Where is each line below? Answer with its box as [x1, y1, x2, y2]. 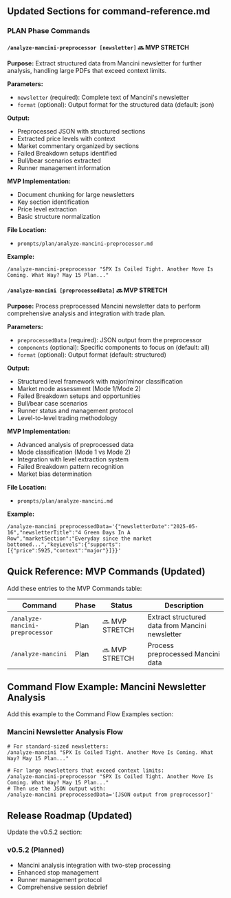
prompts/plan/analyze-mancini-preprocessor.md [16, 240, 153, 247]
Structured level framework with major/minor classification [16, 377, 184, 385]
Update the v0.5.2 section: [7, 828, 82, 836]
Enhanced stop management [16, 868, 99, 877]
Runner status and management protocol [16, 406, 133, 415]
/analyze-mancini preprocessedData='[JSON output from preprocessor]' [7, 791, 214, 798]
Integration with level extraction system [16, 455, 129, 463]
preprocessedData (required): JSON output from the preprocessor [16, 335, 202, 344]
